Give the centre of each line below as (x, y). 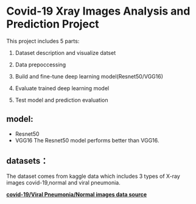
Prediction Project (53, 24)
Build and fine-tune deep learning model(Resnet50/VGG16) (89, 76)
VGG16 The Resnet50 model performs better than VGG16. (87, 140)
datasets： (27, 161)
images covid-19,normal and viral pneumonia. (63, 182)
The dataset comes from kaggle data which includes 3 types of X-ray (93, 176)
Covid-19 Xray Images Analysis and (98, 11)
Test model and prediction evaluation (61, 100)
